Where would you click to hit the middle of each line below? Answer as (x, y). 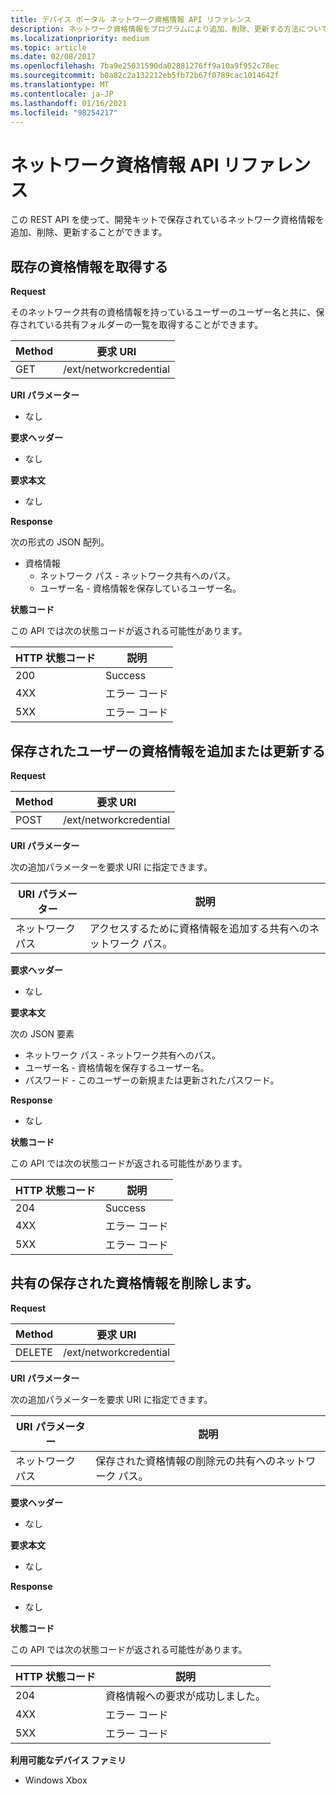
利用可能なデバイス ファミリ (68, 1760)
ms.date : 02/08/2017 (53, 57)
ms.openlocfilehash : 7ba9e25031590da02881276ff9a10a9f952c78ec (145, 66)
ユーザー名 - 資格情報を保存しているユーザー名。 (140, 588)
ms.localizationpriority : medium (80, 38)
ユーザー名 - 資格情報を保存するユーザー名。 (117, 1067)
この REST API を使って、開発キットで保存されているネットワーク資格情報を (167, 220)
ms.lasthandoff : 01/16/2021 (69, 103)
